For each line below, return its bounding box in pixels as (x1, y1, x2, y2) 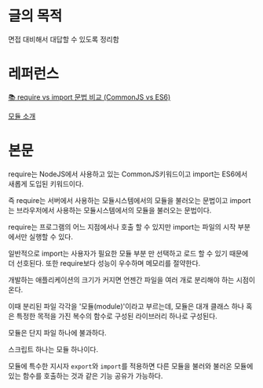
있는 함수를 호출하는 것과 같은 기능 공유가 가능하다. (8, 371, 163, 380)
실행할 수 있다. (28, 232, 73, 241)
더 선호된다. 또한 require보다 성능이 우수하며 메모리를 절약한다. (8, 258, 201, 267)
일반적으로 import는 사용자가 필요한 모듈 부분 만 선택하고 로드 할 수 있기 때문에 (8, 248, 249, 258)
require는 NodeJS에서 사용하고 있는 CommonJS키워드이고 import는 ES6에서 (8, 169, 248, 179)
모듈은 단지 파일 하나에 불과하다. (8, 328, 108, 337)
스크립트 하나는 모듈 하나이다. (8, 344, 99, 354)
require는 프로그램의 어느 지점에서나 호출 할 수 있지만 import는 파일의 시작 (8, 222, 236, 231)
